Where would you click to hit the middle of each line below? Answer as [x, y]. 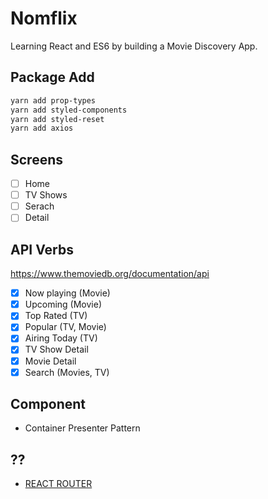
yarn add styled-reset [57, 119]
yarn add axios [42, 128]
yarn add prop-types [53, 100]
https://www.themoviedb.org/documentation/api [110, 274]
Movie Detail [50, 361]
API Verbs [42, 249]
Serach [39, 206]
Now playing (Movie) [67, 293]
